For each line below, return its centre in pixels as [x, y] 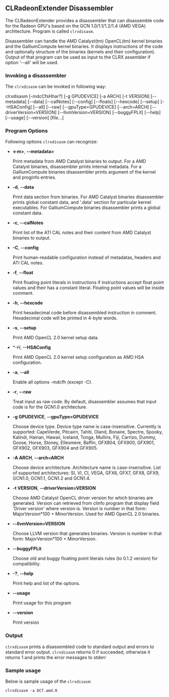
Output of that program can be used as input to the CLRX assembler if [78, 57]
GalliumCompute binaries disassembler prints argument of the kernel [84, 172]
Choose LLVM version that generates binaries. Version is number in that [87, 533]
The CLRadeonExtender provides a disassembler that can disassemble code [84, 20]
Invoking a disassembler [36, 75]
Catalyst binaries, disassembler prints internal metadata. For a [77, 167]
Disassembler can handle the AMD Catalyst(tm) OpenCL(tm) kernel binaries [84, 41]
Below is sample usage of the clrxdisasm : [48, 681]
